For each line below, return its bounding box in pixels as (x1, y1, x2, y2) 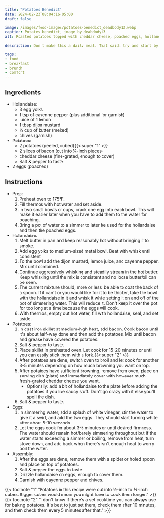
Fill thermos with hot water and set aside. (19, 201, 102, 207)
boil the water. (19, 446, 48, 451)
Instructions (5, 178, 43, 186)
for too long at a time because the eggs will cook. (19, 305, 119, 311)
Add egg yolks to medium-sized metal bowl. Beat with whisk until (19, 248, 151, 254)
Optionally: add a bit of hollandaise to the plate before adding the (26, 383, 158, 389)
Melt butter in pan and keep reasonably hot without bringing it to (19, 237, 149, 243)
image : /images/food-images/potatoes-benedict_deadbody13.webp (5, 25, 137, 30)
